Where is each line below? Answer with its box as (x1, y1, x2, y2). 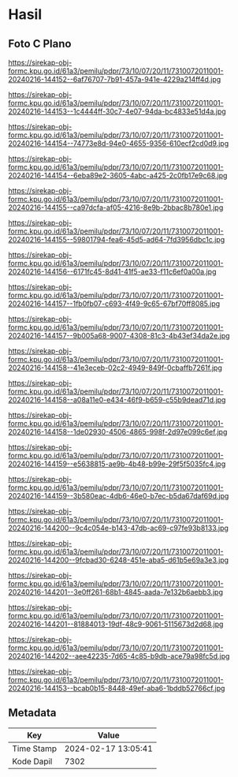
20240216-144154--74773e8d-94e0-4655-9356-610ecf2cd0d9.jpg (8, 139, 229, 148)
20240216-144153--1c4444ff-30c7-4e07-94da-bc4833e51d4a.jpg (8, 106, 226, 116)
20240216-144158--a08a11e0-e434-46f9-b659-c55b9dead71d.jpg (8, 395, 226, 404)
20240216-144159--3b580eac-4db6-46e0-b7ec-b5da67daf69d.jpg (8, 491, 229, 500)
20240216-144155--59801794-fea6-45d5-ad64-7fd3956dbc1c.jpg (8, 235, 225, 244)
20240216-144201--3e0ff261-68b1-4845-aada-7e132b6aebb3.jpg (8, 588, 223, 596)
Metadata (8, 706, 57, 719)
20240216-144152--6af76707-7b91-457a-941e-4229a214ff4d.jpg (8, 75, 221, 84)
